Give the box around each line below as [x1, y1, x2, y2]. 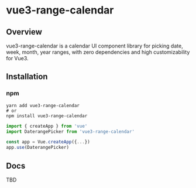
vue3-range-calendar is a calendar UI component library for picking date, [6, 42, 183, 49]
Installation [6, 71, 48, 82]
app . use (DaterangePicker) [6, 145, 69, 151]
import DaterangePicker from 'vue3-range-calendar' [6, 128, 135, 135]
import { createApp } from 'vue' [6, 123, 88, 129]
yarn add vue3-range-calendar [6, 102, 80, 108]
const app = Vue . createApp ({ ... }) [6, 139, 91, 145]
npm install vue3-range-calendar [6, 112, 88, 119]
